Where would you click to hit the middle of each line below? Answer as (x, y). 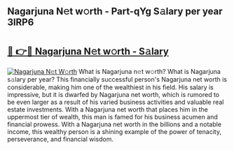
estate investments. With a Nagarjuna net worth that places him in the (108, 110)
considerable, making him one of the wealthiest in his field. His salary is (110, 87)
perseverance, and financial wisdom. (61, 139)
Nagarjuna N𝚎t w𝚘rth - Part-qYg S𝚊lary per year (115, 12)
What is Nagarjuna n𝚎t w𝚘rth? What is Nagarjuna (149, 72)
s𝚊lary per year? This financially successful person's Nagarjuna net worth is (117, 79)
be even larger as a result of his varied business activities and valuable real (116, 102)
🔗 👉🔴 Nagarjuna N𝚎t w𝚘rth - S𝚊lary (88, 51)
